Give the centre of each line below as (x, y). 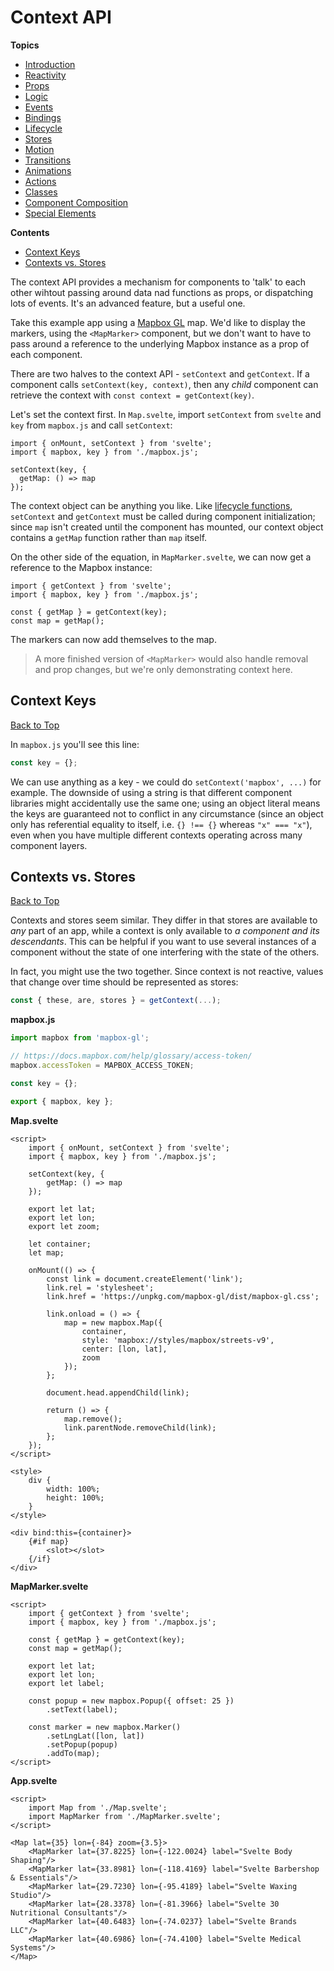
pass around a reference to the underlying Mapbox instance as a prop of (160, 343)
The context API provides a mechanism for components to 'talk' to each (158, 282)
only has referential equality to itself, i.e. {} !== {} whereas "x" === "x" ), (161, 824)
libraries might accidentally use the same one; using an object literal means (165, 803)
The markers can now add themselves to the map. (113, 639)
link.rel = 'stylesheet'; (100, 1287)
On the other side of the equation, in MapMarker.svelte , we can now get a (161, 557)
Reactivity (45, 75)
